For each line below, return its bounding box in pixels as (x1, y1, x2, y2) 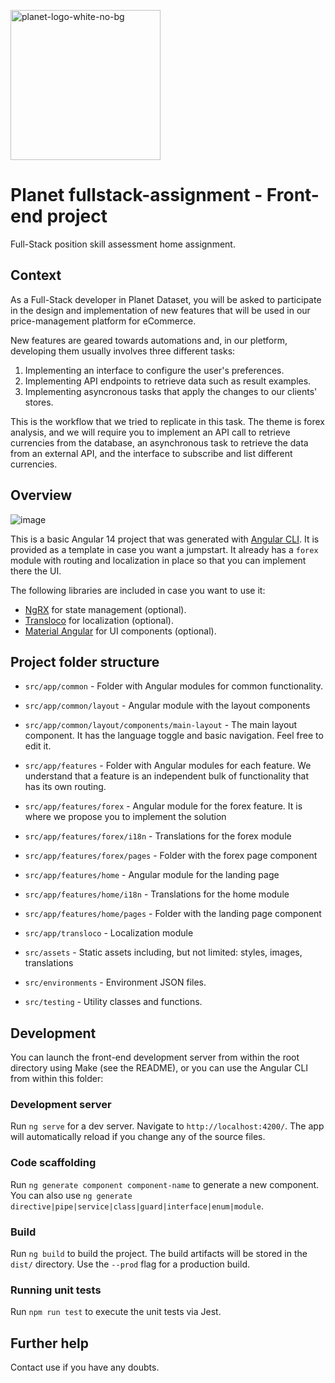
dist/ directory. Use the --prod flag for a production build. (10, 1258, 250, 1270)
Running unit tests (10, 1283, 102, 1297)
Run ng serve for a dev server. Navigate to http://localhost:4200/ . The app (10, 1120, 325, 1132)
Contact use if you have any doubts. (10, 1361, 160, 1374)
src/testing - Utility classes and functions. (24, 996, 203, 1008)
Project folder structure (10, 653, 160, 670)
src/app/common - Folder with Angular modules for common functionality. (24, 680, 324, 692)
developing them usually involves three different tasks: (10, 345, 236, 357)
